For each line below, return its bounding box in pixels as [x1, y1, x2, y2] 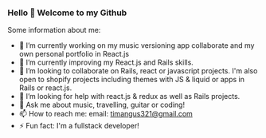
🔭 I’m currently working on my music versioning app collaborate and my [18, 41, 255, 50]
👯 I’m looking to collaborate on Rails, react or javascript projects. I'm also [18, 66, 258, 76]
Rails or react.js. [18, 83, 72, 93]
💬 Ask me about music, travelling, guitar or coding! [18, 100, 185, 110]
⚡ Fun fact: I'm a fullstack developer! [18, 121, 140, 131]
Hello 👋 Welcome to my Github [7, 7, 127, 18]
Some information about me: [7, 26, 101, 35]
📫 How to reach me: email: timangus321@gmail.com [18, 109, 193, 119]
